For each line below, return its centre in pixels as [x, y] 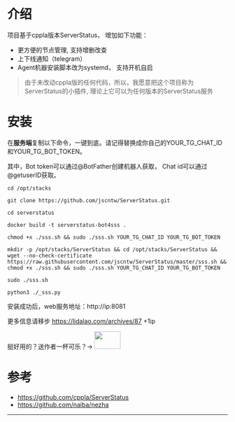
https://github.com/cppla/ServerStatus [73, 397]
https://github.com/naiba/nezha [63, 405]
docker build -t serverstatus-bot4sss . [67, 225]
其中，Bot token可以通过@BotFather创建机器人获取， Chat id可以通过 [107, 166]
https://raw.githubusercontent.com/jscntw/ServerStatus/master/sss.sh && [117, 262]
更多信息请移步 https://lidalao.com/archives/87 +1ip [81, 321]
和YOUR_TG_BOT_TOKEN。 [47, 151]
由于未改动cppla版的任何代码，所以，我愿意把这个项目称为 [109, 82]
